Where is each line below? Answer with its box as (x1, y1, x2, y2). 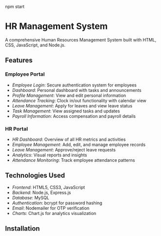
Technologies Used (5, 172, 65, 180)
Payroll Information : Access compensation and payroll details (12, 113, 136, 119)
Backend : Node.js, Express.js (12, 190, 71, 195)
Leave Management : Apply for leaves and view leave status (12, 103, 133, 108)
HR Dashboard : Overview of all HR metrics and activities (12, 136, 126, 142)
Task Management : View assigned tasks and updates (12, 108, 121, 114)
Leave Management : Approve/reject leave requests (12, 147, 116, 152)
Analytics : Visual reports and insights (12, 152, 87, 158)
